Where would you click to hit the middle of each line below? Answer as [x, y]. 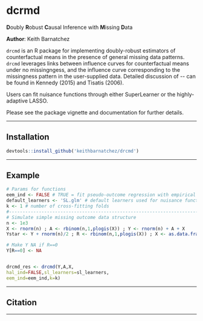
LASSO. [39, 101]
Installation [28, 137]
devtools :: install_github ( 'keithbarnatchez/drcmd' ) [72, 151]
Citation [22, 303]
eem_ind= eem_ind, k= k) [34, 278]
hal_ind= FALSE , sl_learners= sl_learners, [58, 272]
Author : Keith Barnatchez [38, 39]
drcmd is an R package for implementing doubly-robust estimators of [91, 50]
